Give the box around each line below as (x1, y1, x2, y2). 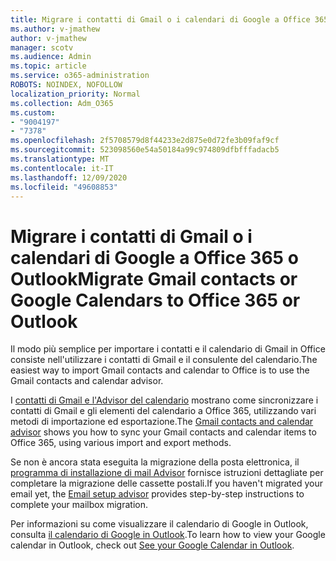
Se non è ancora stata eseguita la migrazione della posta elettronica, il (10, 456, 300, 468)
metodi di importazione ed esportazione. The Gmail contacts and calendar (10, 416, 314, 428)
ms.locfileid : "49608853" (10, 182, 118, 192)
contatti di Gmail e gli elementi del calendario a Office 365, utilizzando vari (10, 405, 317, 417)
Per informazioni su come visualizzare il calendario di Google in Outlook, (10, 518, 309, 530)
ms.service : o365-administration (10, 71, 150, 81)
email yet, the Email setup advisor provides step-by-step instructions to (10, 488, 305, 500)
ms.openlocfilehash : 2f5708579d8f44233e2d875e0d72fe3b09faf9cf (10, 136, 280, 146)
